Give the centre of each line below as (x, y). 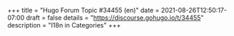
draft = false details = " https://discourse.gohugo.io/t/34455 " (115, 18)
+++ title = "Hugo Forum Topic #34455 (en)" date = (83, 10)
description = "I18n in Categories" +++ (64, 25)
